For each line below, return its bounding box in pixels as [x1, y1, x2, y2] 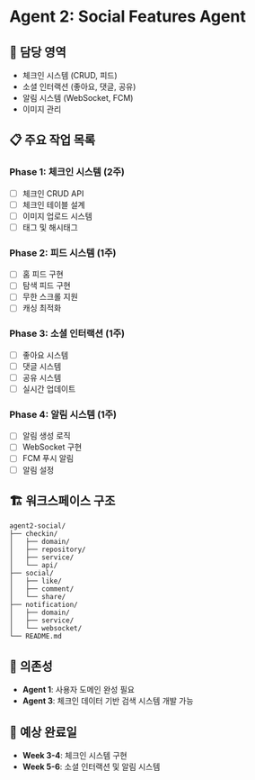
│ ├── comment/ [9, 585, 75, 594]
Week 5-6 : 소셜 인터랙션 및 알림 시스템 [22, 761, 161, 772]
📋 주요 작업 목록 [9, 132, 96, 148]
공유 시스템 [22, 372, 62, 383]
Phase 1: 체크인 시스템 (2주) [9, 166, 126, 178]
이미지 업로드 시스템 [22, 210, 92, 222]
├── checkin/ [9, 530, 58, 539]
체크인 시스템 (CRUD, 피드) [22, 70, 119, 80]
